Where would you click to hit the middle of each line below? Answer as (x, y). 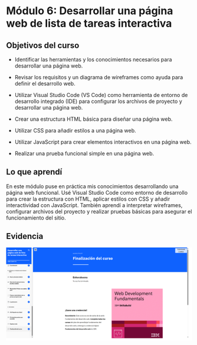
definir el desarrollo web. (45, 83)
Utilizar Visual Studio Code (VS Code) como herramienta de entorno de (101, 95)
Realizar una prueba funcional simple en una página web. (84, 153)
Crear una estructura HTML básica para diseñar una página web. (93, 119)
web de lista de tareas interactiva (89, 23)
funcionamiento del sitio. (36, 218)
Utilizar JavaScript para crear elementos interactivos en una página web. (103, 142)
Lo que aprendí (34, 172)
